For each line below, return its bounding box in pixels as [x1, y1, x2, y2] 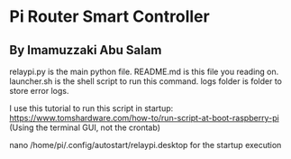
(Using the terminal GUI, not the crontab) [9, 122, 160, 133]
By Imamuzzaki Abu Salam [9, 42, 162, 58]
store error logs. [9, 86, 69, 96]
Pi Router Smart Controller [9, 6, 210, 27]
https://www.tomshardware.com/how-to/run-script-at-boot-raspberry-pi [9, 113, 279, 123]
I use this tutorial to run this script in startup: [9, 103, 174, 114]
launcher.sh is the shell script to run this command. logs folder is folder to [9, 76, 282, 87]
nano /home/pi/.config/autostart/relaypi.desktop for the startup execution [9, 140, 282, 150]
